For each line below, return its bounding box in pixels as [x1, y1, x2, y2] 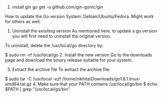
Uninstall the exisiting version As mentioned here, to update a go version [12, 28, 157, 33]
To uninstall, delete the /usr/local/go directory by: [5, 43, 104, 48]
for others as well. [5, 19, 41, 24]
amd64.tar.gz [5, 81, 32, 87]
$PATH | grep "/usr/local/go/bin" [5, 86, 70, 92]
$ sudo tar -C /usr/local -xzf [5, 76, 62, 81]
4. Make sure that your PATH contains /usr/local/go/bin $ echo [32, 81, 158, 87]
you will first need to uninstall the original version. [12, 33, 112, 39]
